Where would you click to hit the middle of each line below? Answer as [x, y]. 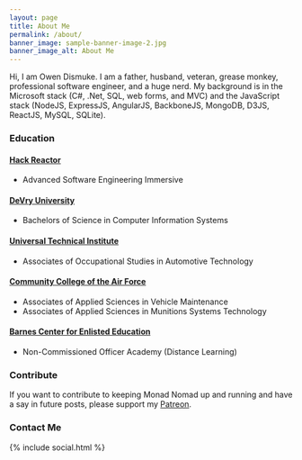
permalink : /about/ [46, 34]
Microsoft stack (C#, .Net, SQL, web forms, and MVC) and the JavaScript [145, 96]
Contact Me [36, 428]
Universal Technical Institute [64, 241]
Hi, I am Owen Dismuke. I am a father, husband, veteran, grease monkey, [144, 77]
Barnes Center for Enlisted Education [80, 332]
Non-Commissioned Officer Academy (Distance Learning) [130, 352]
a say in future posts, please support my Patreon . [100, 404]
